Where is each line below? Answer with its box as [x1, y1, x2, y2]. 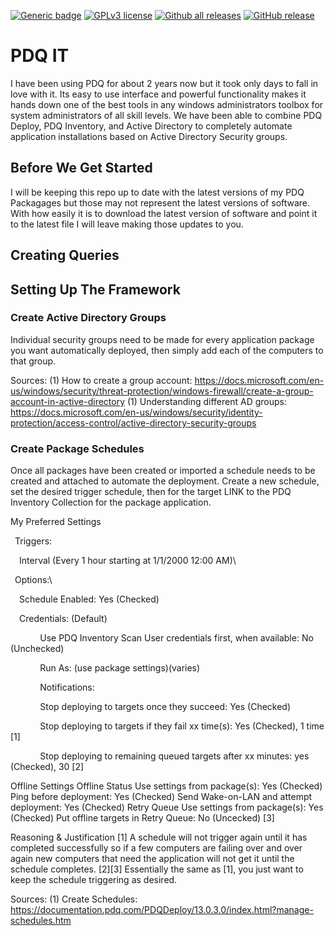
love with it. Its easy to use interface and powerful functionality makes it [10, 88, 307, 100]
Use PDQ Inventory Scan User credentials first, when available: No [39, 632, 314, 644]
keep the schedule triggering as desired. [10, 874, 178, 886]
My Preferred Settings [10, 516, 102, 528]
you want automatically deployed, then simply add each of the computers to [10, 344, 324, 356]
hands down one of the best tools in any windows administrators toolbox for [10, 98, 324, 110]
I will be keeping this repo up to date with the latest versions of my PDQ [10, 186, 305, 198]
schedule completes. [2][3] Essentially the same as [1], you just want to [10, 863, 304, 875]
